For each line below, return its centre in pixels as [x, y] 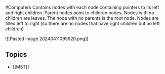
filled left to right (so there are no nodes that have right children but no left [82, 23]
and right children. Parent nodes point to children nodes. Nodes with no [80, 13]
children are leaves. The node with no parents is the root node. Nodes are [82, 18]
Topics [16, 54]
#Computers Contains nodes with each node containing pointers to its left [82, 7]
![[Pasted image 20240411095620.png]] [47, 39]
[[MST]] [21, 67]
